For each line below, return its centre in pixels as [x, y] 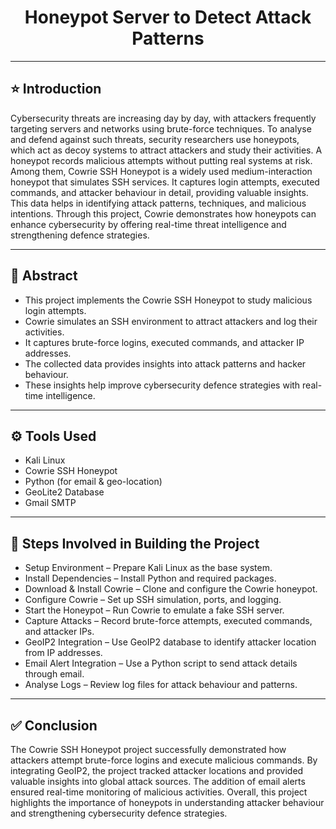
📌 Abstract [44, 276]
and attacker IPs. [59, 632]
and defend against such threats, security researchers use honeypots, [155, 139]
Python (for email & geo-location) [93, 482]
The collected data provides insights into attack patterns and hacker [165, 363]
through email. [54, 674]
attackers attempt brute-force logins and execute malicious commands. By [164, 760]
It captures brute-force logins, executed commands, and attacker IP [164, 342]
